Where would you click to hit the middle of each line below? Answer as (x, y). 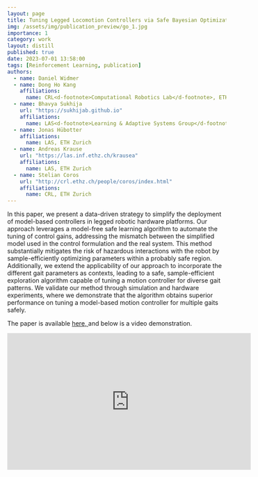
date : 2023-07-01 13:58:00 (46, 59)
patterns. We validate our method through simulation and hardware (103, 288)
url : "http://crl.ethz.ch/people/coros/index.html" (96, 181)
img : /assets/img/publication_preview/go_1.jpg (78, 26)
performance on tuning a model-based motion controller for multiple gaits (113, 303)
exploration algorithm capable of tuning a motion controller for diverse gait (114, 281)
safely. (17, 310)
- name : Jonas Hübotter (48, 130)
